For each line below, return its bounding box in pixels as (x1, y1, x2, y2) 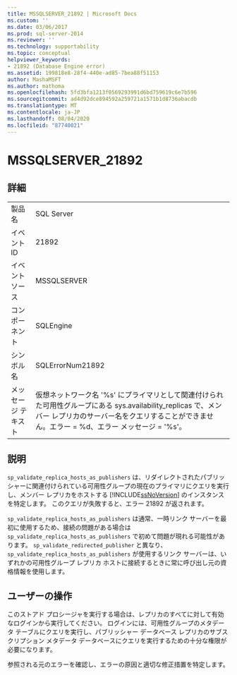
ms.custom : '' (7, 17, 49, 24)
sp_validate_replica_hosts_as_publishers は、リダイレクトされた (7, 473, 201, 482)
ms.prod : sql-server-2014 (7, 30, 83, 37)
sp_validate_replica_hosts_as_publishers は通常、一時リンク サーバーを (7, 514, 221, 523)
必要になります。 (7, 645, 56, 654)
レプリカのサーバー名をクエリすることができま (51, 411, 207, 420)
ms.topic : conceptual (7, 50, 71, 57)
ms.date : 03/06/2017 (7, 23, 68, 30)
